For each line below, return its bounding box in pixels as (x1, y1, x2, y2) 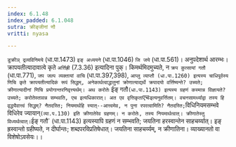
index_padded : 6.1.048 (7, 17, 74, 24)
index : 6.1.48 (7, 10, 49, 18)
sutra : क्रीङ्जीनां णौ (7, 23, 55, 30)
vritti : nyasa (7, 30, 49, 37)
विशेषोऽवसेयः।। (7, 133, 44, 141)
